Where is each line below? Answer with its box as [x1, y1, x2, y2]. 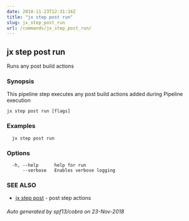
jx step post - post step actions [15, 194, 91, 202]
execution [6, 97, 31, 104]
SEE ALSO [6, 181, 37, 189]
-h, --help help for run [12, 162, 86, 168]
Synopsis [6, 77, 34, 85]
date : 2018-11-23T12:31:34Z [6, 8, 76, 15]
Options [6, 149, 30, 157]
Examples [6, 122, 36, 130]
